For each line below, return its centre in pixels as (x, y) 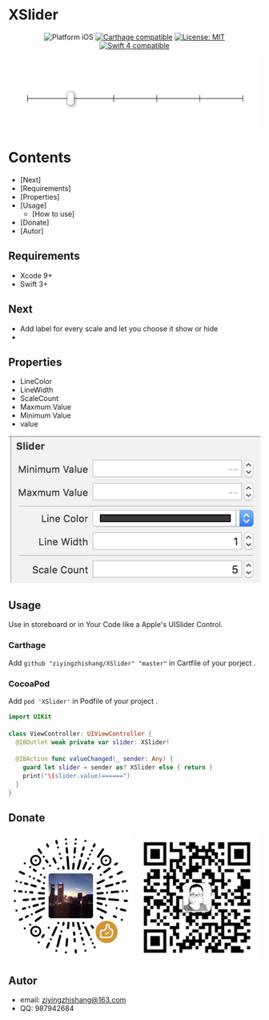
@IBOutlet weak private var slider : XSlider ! (93, 742)
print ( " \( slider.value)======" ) (76, 776)
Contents (40, 158)
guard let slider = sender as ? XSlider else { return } (118, 767)
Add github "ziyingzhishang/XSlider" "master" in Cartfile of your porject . (132, 662)
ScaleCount (39, 399)
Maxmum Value (46, 407)
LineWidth (36, 390)
